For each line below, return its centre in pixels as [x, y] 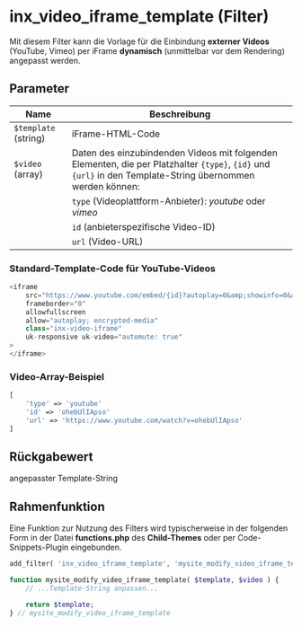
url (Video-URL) [107, 242]
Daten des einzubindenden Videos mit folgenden [175, 153]
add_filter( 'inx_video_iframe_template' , [90, 564]
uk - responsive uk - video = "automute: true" [104, 337]
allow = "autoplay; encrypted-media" [92, 321]
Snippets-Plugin [39, 547]
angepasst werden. [45, 60]
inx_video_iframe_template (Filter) [139, 17]
